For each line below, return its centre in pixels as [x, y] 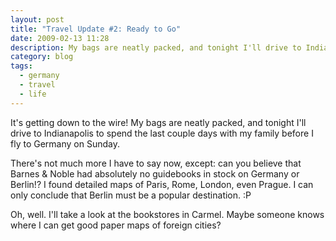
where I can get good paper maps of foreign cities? [116, 225]
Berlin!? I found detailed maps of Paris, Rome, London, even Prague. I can [162, 184]
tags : [21, 66]
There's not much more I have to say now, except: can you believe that [156, 163]
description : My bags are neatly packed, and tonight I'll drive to [156, 47]
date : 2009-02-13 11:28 [60, 38]
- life [33, 94]
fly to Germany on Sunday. [65, 143]
